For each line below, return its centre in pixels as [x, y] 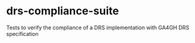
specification [22, 33]
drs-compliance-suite [63, 11]
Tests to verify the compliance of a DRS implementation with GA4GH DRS [98, 27]
